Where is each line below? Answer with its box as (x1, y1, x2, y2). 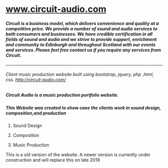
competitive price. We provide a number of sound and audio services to (5, 25, 158, 31)
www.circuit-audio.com (5, 3, 107, 15)
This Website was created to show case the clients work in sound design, (5, 104, 161, 110)
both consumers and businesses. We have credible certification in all (5, 31, 153, 37)
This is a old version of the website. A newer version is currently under (5, 151, 151, 158)
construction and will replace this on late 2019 (5, 157, 100, 163)
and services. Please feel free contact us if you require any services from (5, 46, 162, 53)
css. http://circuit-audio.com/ (5, 76, 66, 82)
